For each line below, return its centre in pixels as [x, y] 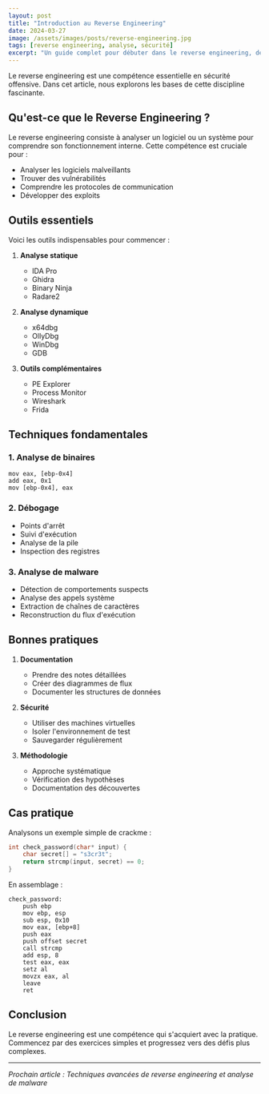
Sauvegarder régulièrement [77, 740]
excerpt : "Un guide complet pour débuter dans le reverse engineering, [130, 53]
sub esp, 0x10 [46, 921]
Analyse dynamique [54, 312]
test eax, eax [46, 963]
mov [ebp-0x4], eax [41, 488]
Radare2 [46, 296]
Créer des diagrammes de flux [82, 683]
